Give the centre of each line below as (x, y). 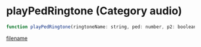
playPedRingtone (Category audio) (94, 11)
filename (17, 38)
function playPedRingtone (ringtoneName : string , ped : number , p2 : (91, 27)
